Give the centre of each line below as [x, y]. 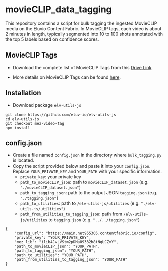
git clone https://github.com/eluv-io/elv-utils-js [61, 115]
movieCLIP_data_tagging [59, 9]
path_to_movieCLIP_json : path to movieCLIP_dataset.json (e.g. [84, 182]
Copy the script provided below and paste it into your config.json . [81, 166]
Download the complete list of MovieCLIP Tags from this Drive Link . [82, 67]
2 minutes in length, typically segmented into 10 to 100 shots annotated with [84, 34]
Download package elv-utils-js [47, 105]
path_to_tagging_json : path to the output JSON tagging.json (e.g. [89, 193]
